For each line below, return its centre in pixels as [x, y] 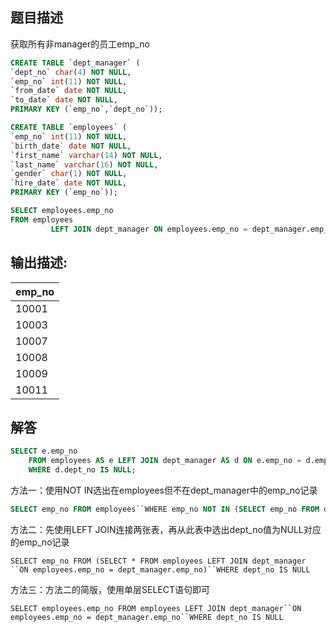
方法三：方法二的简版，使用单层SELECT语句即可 [110, 589]
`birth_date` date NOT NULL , [71, 146]
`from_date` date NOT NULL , [69, 91]
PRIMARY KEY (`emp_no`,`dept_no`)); [86, 109]
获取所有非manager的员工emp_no [80, 44]
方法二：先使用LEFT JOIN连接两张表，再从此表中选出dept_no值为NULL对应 [166, 529]
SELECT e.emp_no [44, 451]
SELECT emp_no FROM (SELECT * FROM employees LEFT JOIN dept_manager [158, 561]
